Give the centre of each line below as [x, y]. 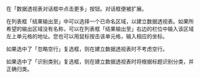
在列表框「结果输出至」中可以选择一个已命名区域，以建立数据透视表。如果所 [100, 21]
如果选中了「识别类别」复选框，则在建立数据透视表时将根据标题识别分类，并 [100, 62]
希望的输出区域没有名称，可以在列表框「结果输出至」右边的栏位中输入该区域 [100, 29]
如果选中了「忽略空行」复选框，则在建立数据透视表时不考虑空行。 [87, 49]
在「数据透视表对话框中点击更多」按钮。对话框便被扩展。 [76, 9]
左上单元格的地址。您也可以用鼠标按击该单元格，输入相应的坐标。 [87, 36]
